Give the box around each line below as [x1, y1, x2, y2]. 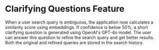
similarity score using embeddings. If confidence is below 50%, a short [5, 24, 148, 30]
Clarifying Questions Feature [5, 3, 125, 14]
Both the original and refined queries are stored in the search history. [5, 39, 144, 45]
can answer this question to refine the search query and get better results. [5, 35, 155, 40]
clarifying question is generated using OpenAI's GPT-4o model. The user [5, 29, 152, 35]
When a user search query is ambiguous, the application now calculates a [5, 19, 154, 25]
